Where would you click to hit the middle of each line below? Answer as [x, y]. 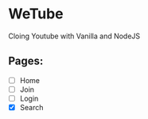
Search [31, 107]
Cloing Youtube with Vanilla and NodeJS [74, 36]
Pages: [26, 61]
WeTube [36, 14]
